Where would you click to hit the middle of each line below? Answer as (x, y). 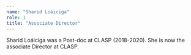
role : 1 (16, 18)
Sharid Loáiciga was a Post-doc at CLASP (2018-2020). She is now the (96, 40)
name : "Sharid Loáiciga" (38, 12)
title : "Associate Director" (43, 23)
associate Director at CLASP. (43, 47)
